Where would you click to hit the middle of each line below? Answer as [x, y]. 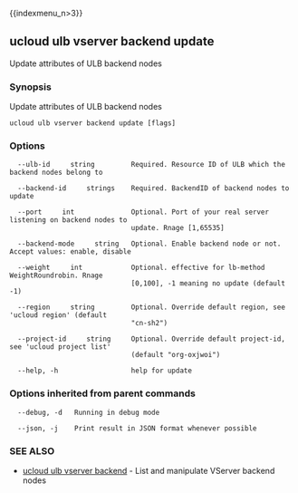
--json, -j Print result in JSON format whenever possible [137, 428]
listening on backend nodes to [68, 220]
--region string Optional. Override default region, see [151, 307]
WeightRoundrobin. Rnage [56, 275]
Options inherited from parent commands [103, 393]
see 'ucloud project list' [60, 347]
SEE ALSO [32, 450]
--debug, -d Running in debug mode [89, 412]
